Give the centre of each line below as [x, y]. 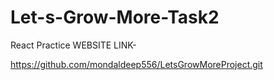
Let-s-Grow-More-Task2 [115, 17]
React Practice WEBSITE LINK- [73, 45]
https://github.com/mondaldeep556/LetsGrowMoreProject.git [136, 64]
